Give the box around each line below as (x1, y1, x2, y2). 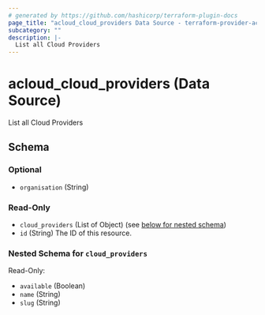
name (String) (19, 290, 61, 299)
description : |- (8, 33, 62, 42)
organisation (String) (19, 182, 89, 192)
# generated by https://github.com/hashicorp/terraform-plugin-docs (8, 11, 238, 20)
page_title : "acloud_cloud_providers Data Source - (8, 19, 181, 27)
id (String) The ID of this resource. (19, 228, 132, 238)
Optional (8, 164, 42, 175)
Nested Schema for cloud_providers (8, 248, 148, 259)
